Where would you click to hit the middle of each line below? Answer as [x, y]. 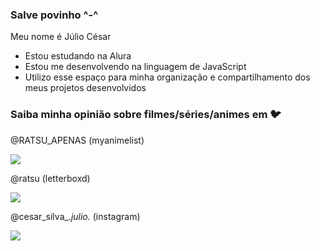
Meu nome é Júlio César [61, 37]
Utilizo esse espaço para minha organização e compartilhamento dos [167, 77]
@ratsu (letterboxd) [50, 178]
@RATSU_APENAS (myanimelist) [77, 140]
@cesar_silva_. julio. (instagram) [75, 216]
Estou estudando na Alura [78, 56]
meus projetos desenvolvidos [85, 88]
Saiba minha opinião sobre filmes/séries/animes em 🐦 [146, 115]
